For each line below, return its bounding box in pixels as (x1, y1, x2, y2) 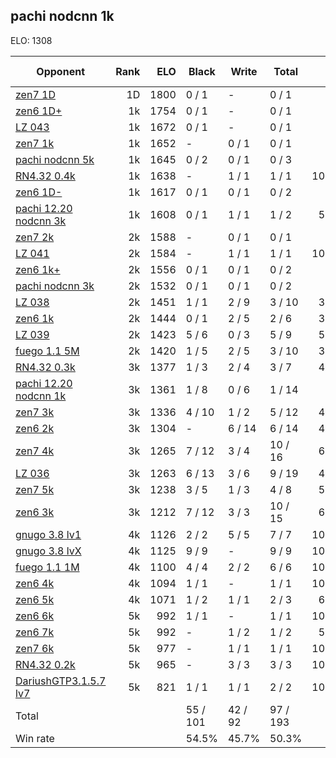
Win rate (15, 731, 55, 745)
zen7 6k (15, 641, 55, 655)
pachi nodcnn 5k (15, 152, 95, 166)
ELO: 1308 (10, 34, 53, 46)
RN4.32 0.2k (15, 657, 76, 671)
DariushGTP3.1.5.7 (15, 674, 107, 688)
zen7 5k (15, 482, 55, 496)
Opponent (36, 64, 85, 78)
